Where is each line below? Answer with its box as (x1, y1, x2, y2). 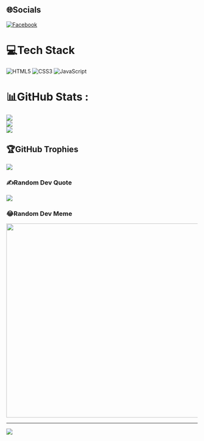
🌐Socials (6, 5, 41, 15)
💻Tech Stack (6, 44, 75, 57)
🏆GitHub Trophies (6, 144, 79, 155)
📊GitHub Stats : (6, 90, 89, 104)
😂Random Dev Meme (6, 209, 73, 218)
